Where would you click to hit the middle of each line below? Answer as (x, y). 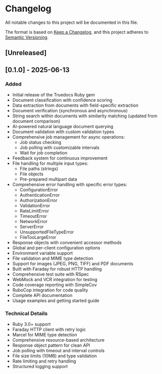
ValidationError (35, 206)
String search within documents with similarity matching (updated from (85, 116)
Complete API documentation (42, 296)
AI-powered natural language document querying (63, 127)
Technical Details (27, 313)
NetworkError (34, 222)
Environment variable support (43, 253)
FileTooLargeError (38, 237)
